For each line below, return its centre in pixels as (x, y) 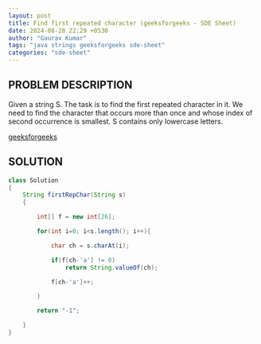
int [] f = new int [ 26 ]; (76, 217)
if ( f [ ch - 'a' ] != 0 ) (83, 260)
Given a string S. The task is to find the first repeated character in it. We (126, 104)
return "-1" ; (58, 311)
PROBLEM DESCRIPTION (70, 85)
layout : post (30, 16)
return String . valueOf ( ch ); (111, 267)
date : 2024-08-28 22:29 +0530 (58, 30)
